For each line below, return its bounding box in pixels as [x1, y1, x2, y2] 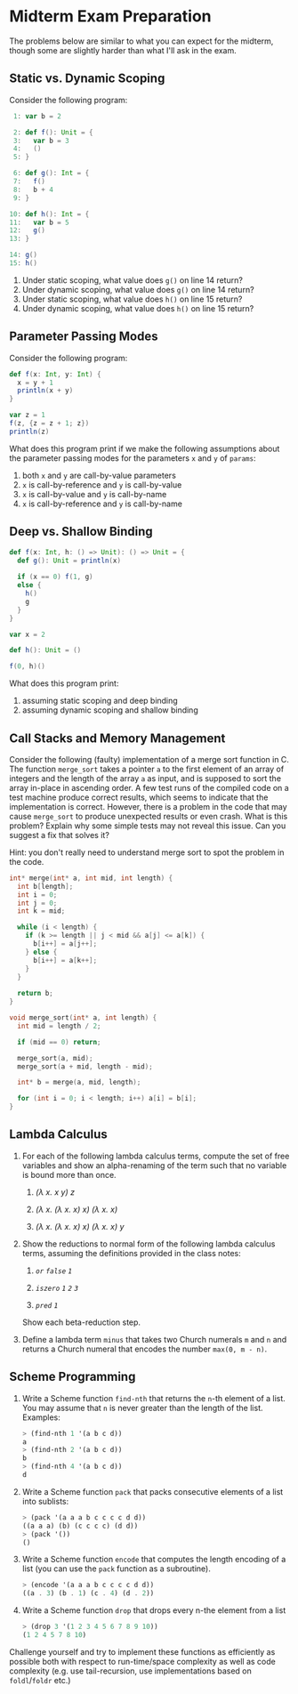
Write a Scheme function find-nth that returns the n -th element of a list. [21, 1392, 286, 1403]
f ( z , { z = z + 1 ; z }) [9, 419, 90, 428]
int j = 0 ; [17, 899, 58, 907]
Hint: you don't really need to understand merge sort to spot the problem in [9, 847, 285, 858]
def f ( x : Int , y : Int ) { [9, 369, 101, 379]
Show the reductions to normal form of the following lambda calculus [21, 1238, 276, 1249]
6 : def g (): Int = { [12, 169, 90, 178]
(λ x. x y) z [35, 1186, 76, 1198]
